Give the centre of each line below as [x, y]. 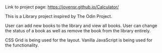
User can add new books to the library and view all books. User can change [81, 26]
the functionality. [22, 45]
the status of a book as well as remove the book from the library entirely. [78, 31]
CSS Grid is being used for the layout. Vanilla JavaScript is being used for [79, 40]
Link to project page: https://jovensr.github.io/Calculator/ [62, 7]
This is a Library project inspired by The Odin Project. [59, 16]
